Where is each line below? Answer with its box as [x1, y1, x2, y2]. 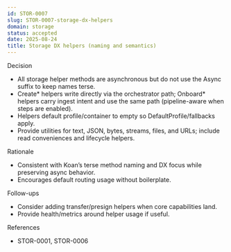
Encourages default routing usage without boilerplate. [17, 176, 171, 184]
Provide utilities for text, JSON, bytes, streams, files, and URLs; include [17, 126, 220, 135]
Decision [7, 62, 33, 69]
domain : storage [7, 23, 54, 30]
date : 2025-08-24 [7, 36, 58, 43]
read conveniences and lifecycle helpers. [17, 134, 135, 142]
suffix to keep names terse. [17, 83, 96, 90]
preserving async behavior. [17, 168, 96, 176]
